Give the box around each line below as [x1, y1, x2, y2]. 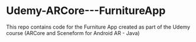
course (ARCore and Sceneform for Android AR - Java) [6, 29, 140, 36]
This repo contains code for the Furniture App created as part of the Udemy [6, 23, 191, 30]
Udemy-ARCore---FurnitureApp [6, 4, 166, 17]
